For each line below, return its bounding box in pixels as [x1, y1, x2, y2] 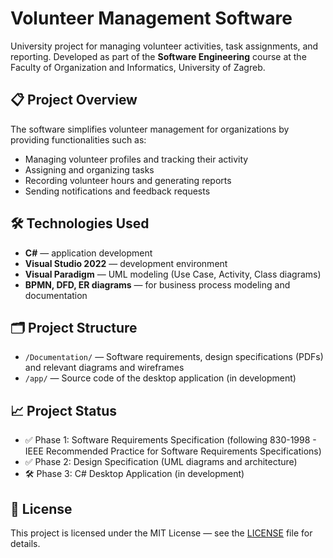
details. [10, 538, 41, 549]
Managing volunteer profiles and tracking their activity [24, 153, 249, 165]
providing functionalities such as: [10, 133, 147, 146]
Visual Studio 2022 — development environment [24, 257, 228, 269]
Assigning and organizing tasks [24, 163, 155, 176]
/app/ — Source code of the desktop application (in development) [24, 372, 297, 384]
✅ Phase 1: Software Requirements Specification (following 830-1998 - [24, 434, 317, 446]
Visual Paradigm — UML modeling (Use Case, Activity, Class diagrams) [24, 268, 322, 280]
